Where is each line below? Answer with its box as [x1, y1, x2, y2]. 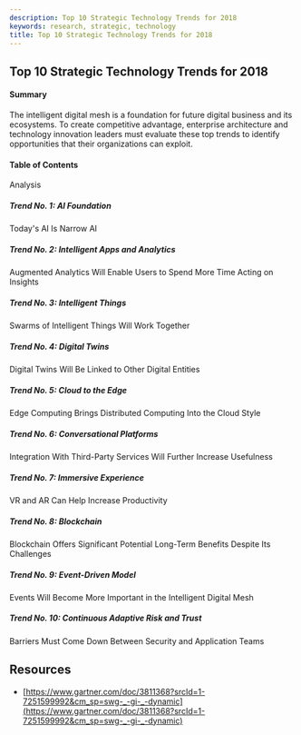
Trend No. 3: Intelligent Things [9, 297, 127, 308]
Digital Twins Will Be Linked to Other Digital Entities [9, 364, 200, 375]
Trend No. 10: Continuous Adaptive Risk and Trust [9, 612, 202, 623]
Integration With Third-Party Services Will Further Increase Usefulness [9, 451, 274, 462]
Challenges [9, 548, 52, 559]
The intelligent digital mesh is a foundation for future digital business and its [9, 109, 293, 120]
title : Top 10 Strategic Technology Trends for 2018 [9, 30, 213, 39]
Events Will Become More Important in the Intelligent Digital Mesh [9, 591, 254, 602]
